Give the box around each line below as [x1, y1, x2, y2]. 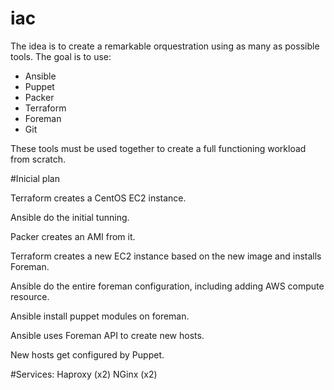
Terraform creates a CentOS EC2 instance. [10, 192, 187, 204]
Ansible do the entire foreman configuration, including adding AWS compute [10, 280, 325, 292]
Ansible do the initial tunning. [10, 211, 130, 223]
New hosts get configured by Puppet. [10, 348, 165, 361]
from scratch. [10, 153, 67, 165]
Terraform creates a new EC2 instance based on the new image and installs [10, 250, 322, 262]
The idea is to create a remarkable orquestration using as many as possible [10, 40, 320, 52]
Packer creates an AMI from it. [10, 230, 136, 242]
